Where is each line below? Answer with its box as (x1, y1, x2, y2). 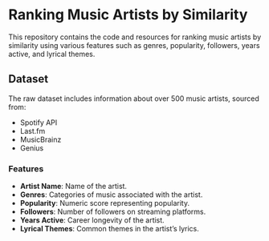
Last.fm (19, 126, 46, 135)
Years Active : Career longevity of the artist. (19, 215, 165, 225)
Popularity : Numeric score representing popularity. (19, 199, 190, 208)
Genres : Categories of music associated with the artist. (19, 190, 203, 199)
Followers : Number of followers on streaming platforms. (19, 207, 206, 217)
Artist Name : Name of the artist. (19, 182, 127, 191)
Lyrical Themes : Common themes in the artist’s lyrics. (19, 224, 199, 234)
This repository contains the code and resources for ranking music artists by (8, 32, 262, 42)
